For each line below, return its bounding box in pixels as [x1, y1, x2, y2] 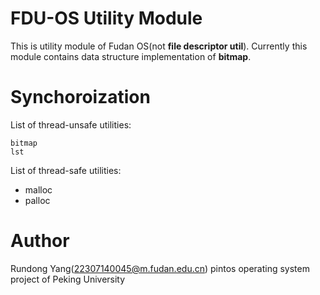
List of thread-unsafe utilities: [10, 118, 132, 131]
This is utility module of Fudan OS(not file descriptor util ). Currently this [10, 40, 308, 52]
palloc [24, 194, 51, 206]
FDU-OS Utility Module [10, 7, 203, 30]
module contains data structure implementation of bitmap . [10, 50, 252, 62]
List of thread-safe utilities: [10, 164, 122, 176]
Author [10, 230, 70, 252]
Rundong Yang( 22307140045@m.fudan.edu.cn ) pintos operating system [10, 262, 310, 274]
